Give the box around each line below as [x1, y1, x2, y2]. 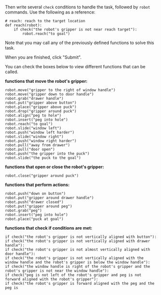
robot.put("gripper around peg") [5, 204, 73, 209]
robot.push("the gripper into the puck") [5, 151, 90, 156]
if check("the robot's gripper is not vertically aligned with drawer [5, 239, 150, 244]
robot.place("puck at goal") [5, 217, 64, 221]
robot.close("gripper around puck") [5, 173, 79, 178]
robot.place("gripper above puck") [5, 105, 77, 109]
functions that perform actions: [5, 182, 70, 187]
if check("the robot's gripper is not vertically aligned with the [5, 256, 144, 261]
